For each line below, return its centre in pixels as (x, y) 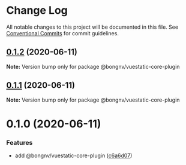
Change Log (37, 10)
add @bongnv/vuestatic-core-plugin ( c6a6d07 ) (73, 155)
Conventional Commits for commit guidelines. (62, 33)
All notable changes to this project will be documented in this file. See (92, 27)
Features (19, 142)
